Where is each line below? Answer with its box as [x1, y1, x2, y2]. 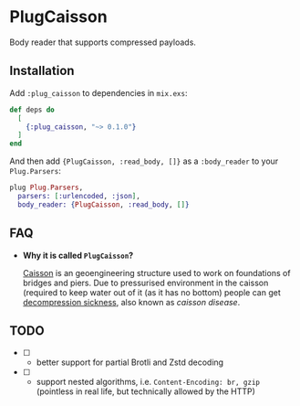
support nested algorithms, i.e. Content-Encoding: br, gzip [36, 377, 260, 388]
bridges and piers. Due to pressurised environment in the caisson [22, 277, 269, 288]
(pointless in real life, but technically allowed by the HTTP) [36, 386, 255, 397]
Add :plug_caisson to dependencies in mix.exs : [9, 87, 188, 98]
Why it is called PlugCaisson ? [22, 250, 134, 261]
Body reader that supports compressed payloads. [9, 37, 196, 48]
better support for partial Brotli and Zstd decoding [36, 357, 224, 368]
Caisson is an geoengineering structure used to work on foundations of [22, 267, 291, 278]
